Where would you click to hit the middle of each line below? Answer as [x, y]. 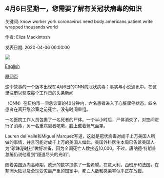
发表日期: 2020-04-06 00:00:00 [37, 47]
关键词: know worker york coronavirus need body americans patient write [79, 21]
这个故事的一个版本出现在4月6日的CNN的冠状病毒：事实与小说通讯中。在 [79, 86]
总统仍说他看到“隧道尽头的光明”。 [39, 154]
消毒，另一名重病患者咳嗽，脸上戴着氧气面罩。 [61, 125]
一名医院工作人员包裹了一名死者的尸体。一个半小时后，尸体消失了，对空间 [80, 119]
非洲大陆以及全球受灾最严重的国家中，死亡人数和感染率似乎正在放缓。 [76, 171]
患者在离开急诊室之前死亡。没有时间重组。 [48, 109]
